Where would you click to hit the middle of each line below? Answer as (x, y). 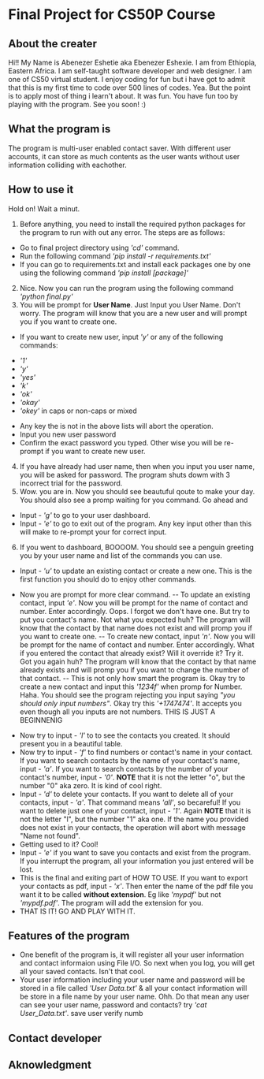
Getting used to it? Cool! (59, 844)
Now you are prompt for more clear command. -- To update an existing (135, 594)
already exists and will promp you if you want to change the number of (134, 670)
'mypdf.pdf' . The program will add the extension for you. (111, 902)
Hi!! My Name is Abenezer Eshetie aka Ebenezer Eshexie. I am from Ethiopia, (132, 62)
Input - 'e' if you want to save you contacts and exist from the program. (135, 852)
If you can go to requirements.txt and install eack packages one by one (135, 264)
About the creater (52, 44)
